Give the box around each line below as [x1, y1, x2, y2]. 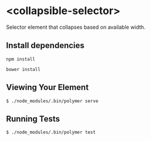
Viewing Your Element [6, 82, 89, 92]
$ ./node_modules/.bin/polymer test [6, 129, 96, 136]
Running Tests [6, 113, 60, 124]
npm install [6, 56, 35, 62]
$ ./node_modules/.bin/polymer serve [6, 98, 99, 104]
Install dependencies [6, 41, 85, 51]
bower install [6, 66, 41, 72]
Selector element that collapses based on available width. [6, 23, 146, 31]
